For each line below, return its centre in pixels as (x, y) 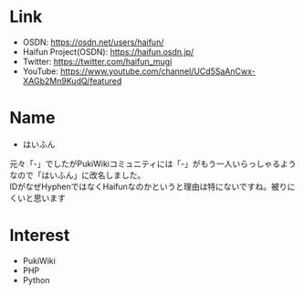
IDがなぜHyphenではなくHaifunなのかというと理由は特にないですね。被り (148, 186)
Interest (40, 236)
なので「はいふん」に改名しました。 (78, 174)
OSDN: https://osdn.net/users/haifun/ (93, 42)
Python (36, 279)
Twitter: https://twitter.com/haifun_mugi (97, 61)
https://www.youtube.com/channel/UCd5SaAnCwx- (158, 71)
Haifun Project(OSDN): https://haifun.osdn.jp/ (108, 51)
